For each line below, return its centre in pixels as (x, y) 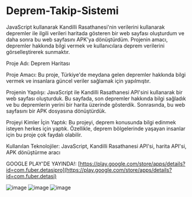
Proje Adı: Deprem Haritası (38, 63)
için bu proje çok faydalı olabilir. (44, 135)
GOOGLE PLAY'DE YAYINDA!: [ (43, 164)
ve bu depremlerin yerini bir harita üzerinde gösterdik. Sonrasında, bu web (96, 104)
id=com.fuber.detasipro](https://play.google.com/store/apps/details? (89, 170)
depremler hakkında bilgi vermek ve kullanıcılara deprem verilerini (85, 46)
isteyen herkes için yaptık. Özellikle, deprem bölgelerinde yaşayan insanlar (96, 128)
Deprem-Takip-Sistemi (62, 11)
